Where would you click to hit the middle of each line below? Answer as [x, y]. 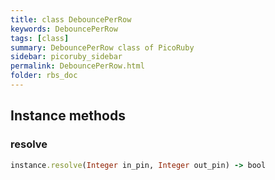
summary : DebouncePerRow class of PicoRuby [102, 47]
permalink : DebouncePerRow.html [77, 66]
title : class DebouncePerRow [71, 19]
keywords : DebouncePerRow [64, 29]
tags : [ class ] [40, 38]
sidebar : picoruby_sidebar [66, 57]
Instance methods [68, 116]
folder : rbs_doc [44, 76]
